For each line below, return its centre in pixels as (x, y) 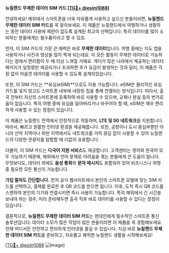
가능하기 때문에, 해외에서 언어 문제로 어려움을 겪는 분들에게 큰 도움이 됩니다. (85, 157)
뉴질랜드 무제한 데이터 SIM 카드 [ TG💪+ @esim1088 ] (57, 8)
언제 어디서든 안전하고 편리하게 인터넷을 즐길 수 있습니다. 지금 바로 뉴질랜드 (79, 229)
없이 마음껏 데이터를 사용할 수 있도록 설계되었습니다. (62, 74)
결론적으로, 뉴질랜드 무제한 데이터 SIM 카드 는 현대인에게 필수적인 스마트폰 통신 (82, 216)
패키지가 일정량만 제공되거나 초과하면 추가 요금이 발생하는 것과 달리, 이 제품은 (81, 67)
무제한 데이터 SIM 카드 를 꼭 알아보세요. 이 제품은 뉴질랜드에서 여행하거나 (76, 25)
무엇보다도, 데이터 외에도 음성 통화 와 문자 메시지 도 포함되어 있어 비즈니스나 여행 (83, 163)
